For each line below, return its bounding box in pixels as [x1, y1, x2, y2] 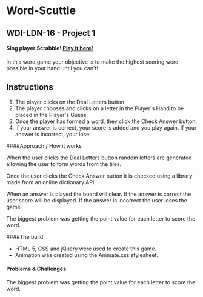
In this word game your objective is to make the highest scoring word [6, 58, 179, 65]
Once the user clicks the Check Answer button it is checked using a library [6, 172, 193, 179]
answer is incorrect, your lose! [15, 130, 91, 138]
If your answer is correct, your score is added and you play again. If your [15, 124, 197, 131]
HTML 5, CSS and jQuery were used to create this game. [15, 245, 157, 252]
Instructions [6, 82, 53, 93]
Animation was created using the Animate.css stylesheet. [15, 251, 159, 258]
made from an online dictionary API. [6, 178, 96, 185]
